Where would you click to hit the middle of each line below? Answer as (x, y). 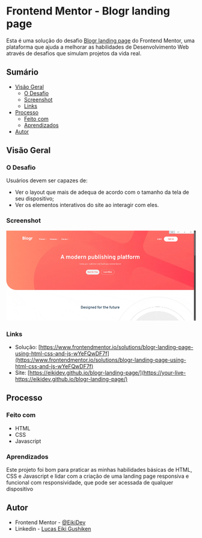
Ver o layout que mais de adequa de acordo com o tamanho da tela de (102, 192)
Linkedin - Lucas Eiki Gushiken (53, 528)
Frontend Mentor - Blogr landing (88, 11)
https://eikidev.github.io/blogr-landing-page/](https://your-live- (108, 373)
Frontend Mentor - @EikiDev (50, 522)
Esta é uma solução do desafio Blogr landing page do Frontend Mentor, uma (101, 40)
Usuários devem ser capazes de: (47, 181)
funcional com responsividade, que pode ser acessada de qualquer (90, 482)
